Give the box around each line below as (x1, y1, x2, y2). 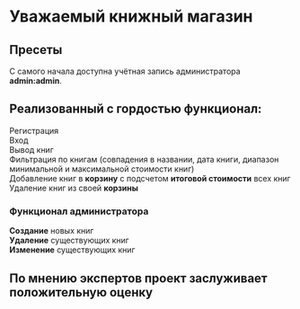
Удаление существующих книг (9, 235, 129, 246)
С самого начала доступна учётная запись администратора (9, 66, 241, 76)
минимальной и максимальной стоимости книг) (9, 163, 195, 174)
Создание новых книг (9, 225, 94, 236)
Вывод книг (9, 144, 54, 154)
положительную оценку (9, 285, 154, 300)
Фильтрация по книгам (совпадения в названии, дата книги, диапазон (9, 154, 279, 164)
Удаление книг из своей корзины (9, 182, 139, 193)
